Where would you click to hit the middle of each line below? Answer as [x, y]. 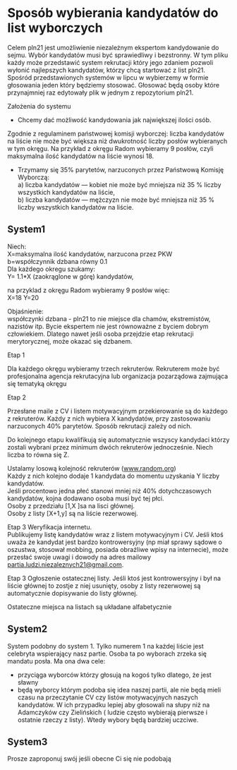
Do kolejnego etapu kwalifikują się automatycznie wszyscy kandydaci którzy [119, 440]
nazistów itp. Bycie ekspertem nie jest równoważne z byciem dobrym [108, 326]
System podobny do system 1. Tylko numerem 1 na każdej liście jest [106, 646]
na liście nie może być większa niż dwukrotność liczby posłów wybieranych [117, 141]
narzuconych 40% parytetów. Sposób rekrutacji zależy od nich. [100, 426]
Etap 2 [17, 397]
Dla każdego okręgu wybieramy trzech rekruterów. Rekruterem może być [114, 368]
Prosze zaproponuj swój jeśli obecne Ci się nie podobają [89, 759]
